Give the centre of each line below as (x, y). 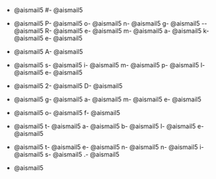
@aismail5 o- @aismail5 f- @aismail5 (67, 113)
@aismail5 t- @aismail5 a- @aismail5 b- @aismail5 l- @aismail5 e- (109, 126)
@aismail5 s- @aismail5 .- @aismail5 (66, 154)
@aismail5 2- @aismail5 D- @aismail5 (68, 86)
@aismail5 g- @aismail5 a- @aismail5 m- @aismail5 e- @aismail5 (107, 99)
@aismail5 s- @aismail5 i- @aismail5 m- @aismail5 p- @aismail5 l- (109, 65)
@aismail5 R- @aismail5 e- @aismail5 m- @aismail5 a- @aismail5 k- (111, 31)
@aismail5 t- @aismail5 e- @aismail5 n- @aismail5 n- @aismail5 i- (109, 147)
